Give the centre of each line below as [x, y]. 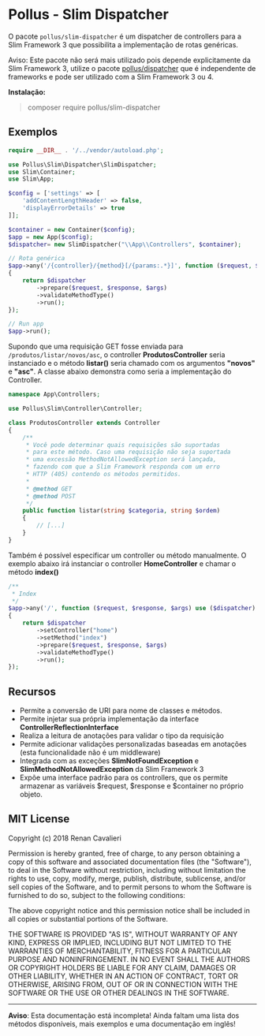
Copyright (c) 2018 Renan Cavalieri [65, 838]
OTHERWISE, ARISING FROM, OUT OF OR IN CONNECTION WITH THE [123, 984]
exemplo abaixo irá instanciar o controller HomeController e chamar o [122, 563]
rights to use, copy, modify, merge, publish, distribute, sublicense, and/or [127, 878]
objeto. [31, 795]
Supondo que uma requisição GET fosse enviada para [96, 347]
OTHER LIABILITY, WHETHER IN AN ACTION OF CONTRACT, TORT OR [123, 976]
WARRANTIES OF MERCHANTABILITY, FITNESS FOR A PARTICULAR [119, 951]
